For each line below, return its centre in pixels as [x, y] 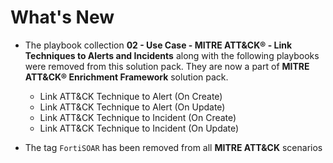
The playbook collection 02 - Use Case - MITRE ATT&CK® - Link [158, 45]
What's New [62, 17]
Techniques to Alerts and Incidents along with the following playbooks [172, 55]
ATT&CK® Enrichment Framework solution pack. [126, 77]
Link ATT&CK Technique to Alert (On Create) [131, 96]
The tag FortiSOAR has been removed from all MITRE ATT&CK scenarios [173, 147]
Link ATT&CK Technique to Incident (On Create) [138, 117]
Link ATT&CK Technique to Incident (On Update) [139, 128]
